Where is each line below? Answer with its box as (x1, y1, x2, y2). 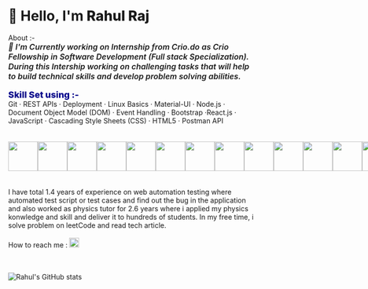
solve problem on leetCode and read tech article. (8, 220, 167, 230)
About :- (8, 33, 35, 42)
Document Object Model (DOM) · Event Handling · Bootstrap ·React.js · (8, 108, 237, 117)
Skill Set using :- (8, 89, 79, 101)
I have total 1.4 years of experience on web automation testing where (8, 187, 232, 196)
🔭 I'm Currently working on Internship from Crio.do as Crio (8, 41, 230, 52)
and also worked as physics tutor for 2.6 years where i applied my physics (8, 203, 249, 213)
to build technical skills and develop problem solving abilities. (8, 71, 241, 82)
